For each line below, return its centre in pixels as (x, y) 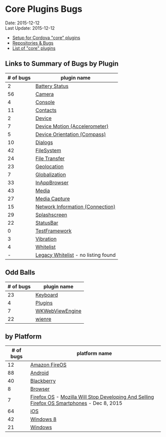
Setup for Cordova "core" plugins (46, 38)
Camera (45, 94)
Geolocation (50, 166)
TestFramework (53, 231)
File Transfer (50, 158)
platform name (94, 353)
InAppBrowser (52, 183)
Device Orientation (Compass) (71, 134)
